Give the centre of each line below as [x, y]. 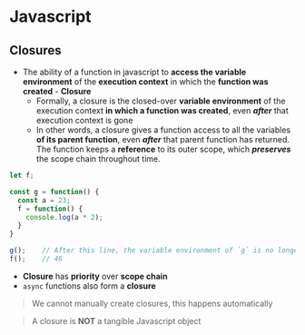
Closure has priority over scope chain [95, 276]
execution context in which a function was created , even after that [162, 110]
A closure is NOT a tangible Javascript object [116, 320]
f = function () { [50, 209]
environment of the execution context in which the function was [146, 82]
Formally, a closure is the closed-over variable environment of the [161, 101]
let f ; [22, 175]
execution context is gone [84, 120]
